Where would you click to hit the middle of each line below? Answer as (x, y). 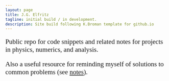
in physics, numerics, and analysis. (52, 50)
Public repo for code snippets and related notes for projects (84, 42)
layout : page (19, 10)
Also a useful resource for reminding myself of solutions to (85, 64)
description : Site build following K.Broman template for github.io (80, 24)
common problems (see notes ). (46, 72)
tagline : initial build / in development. (51, 19)
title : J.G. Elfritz (27, 15)
